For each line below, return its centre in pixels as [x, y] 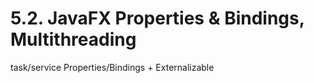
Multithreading [73, 39]
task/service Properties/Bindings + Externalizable [112, 67]
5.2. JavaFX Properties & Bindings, [157, 18]
